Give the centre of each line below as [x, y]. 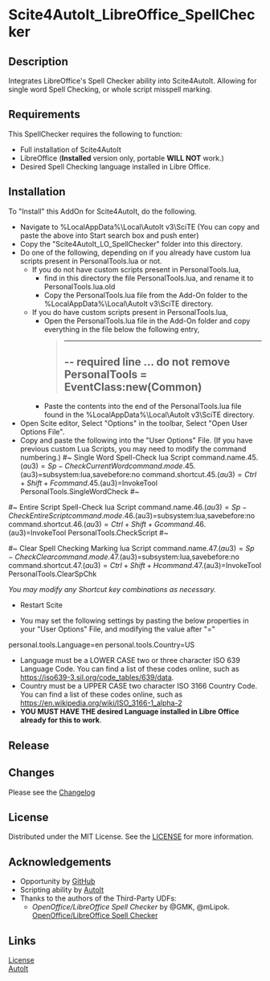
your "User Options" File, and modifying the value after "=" [117, 629]
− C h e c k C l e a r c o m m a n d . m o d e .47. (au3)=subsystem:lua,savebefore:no [124, 557]
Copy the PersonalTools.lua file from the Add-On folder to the [145, 295]
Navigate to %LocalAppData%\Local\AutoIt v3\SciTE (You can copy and [139, 227]
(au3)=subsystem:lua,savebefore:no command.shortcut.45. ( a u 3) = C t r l [138, 475]
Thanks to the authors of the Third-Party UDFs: [98, 898]
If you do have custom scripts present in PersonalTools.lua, [130, 312]
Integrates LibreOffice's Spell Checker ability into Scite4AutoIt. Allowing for [133, 81]
